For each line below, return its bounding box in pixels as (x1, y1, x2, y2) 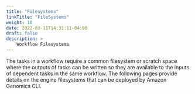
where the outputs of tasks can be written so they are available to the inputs (6, 63, 190, 70)
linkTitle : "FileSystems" (6, 14, 69, 20)
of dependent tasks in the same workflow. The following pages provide (6, 70, 177, 77)
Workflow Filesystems (16, 42, 69, 48)
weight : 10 (6, 19, 33, 25)
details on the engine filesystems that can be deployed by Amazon (6, 76, 167, 83)
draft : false (6, 31, 38, 36)
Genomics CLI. (6, 82, 42, 89)
